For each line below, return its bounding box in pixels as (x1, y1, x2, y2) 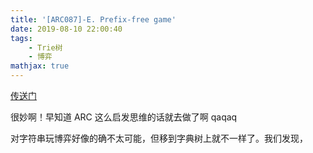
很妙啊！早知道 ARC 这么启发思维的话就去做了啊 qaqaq (10, 111, 238, 123)
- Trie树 (28, 42, 63, 53)
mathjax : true (10, 61, 70, 71)
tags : (10, 33, 33, 43)
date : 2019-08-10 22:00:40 (10, 24, 123, 34)
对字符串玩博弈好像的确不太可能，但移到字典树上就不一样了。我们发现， (10, 132, 308, 144)
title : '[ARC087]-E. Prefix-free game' (10, 14, 177, 25)
